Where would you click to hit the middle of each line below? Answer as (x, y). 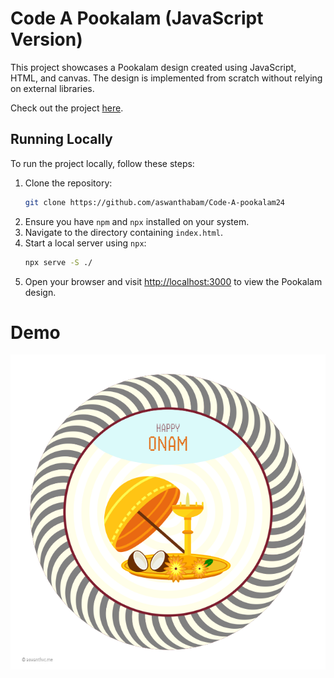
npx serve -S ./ (58, 262)
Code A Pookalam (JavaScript (137, 18)
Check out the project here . (67, 108)
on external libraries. (52, 88)
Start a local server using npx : (85, 243)
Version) (46, 39)
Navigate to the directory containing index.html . (123, 232)
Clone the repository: (68, 183)
